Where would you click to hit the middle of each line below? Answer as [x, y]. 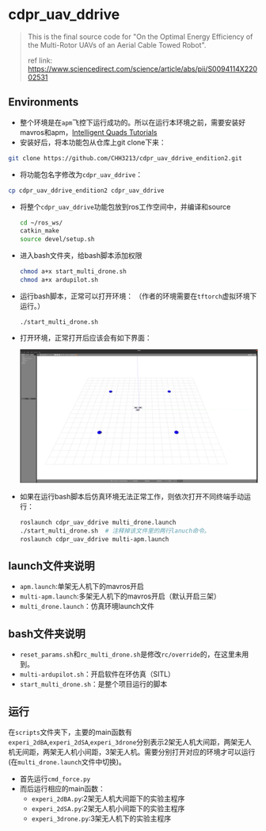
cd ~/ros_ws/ [41, 223]
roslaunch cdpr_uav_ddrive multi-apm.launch [94, 539]
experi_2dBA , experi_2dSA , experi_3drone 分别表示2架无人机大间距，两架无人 [130, 742]
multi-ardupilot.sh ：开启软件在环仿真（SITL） [97, 674]
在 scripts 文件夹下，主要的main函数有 [70, 733]
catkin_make [39, 231]
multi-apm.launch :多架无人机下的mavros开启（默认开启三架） [120, 596]
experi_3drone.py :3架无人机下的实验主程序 [101, 818]
